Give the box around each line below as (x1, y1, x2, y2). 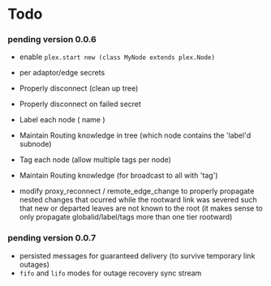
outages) (19, 259, 50, 269)
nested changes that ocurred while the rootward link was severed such (19, 195, 257, 205)
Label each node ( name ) (19, 115, 105, 125)
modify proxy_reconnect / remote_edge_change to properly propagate (19, 186, 255, 196)
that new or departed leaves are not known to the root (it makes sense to (19, 203, 263, 213)
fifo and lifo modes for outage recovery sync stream (19, 268, 202, 278)
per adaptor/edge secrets (19, 68, 105, 78)
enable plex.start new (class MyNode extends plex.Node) (19, 52, 216, 62)
